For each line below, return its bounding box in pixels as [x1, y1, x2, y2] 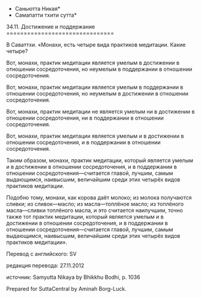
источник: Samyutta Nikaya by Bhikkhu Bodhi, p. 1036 [6, 273, 140, 281]
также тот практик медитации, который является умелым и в [6, 213, 164, 220]
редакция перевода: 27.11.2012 [6, 262, 85, 269]
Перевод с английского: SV [6, 251, 77, 257]
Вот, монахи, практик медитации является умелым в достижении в [6, 59, 180, 66]
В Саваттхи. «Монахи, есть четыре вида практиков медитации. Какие [6, 41, 186, 48]
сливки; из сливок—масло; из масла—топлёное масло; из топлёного [6, 201, 184, 207]
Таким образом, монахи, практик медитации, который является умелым [6, 157, 193, 164]
